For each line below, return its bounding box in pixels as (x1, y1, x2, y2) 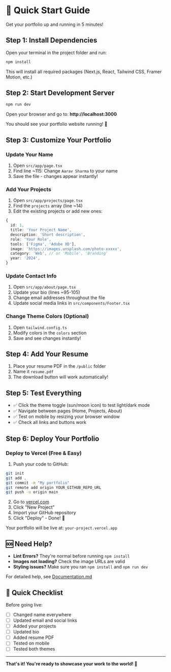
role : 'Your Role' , (10, 237, 52, 242)
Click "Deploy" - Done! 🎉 (13, 515, 65, 521)
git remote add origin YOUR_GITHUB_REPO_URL (6, 485, 101, 490)
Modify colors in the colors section (13, 330, 87, 336)
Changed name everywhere (13, 611, 72, 618)
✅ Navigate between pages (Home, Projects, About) (13, 408, 122, 414)
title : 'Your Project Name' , (10, 228, 72, 233)
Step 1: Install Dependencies (6, 36, 97, 45)
